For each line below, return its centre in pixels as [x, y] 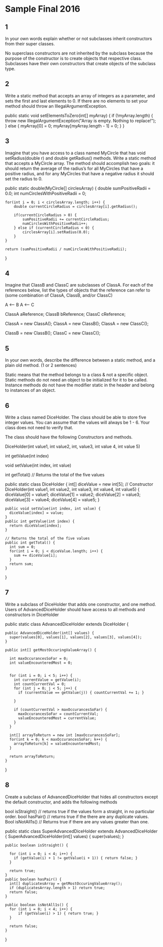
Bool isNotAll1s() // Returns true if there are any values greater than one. [77, 821]
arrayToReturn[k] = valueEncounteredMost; [57, 744]
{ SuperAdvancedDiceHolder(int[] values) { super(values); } [65, 836]
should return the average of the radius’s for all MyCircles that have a [74, 168]
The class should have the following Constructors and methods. [69, 437]
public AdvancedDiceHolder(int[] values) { [50, 633]
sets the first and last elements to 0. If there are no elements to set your [76, 101]
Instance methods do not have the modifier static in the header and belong [80, 385]
